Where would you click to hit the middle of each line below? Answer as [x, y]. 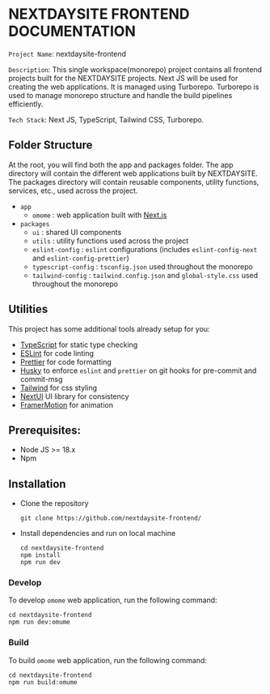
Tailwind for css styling [59, 388]
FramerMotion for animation [66, 405]
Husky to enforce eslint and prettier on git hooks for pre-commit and [138, 371]
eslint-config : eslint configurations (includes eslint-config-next [145, 249]
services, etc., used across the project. [73, 191]
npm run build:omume [43, 682]
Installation [37, 484]
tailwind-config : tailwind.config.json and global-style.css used [145, 275]
